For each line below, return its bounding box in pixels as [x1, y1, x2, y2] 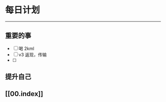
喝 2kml [18, 45, 35, 51]
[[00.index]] [5, 89, 43, 98]
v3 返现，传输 [18, 51, 47, 57]
